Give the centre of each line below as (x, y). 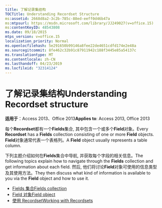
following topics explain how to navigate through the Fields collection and (79, 161)
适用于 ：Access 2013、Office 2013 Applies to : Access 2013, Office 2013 (78, 118)
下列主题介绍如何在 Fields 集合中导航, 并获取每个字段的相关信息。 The (74, 156)
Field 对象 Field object (34, 194)
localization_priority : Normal (37, 41)
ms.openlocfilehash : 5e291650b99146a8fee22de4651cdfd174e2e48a (71, 46)
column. (13, 145)
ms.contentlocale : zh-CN (30, 59)
